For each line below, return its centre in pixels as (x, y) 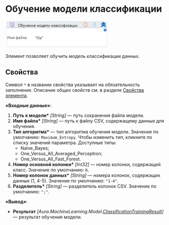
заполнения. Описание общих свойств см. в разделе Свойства (75, 90)
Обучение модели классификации (84, 9)
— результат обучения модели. (47, 217)
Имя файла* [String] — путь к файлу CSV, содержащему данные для (88, 120)
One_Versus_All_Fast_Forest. (51, 159)
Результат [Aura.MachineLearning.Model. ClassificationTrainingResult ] (88, 211)
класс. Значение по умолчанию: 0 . (51, 170)
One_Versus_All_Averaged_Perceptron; (61, 153)
